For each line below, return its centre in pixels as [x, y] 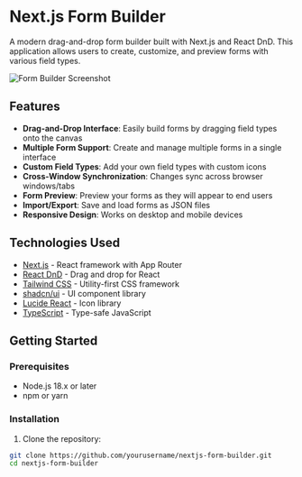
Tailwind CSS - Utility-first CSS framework [101, 284]
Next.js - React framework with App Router [102, 264]
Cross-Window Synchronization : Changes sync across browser [142, 176]
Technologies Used [64, 243]
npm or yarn [45, 396]
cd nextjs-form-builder [54, 463]
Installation [35, 419]
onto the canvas [52, 138]
